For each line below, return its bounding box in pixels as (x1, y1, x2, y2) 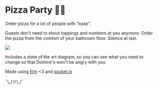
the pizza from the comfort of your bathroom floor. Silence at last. (5, 35, 137, 41)
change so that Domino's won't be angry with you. (5, 59, 107, 65)
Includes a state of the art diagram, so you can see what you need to (5, 54, 144, 60)
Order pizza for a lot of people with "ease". (5, 21, 91, 26)
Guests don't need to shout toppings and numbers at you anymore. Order (5, 30, 153, 36)
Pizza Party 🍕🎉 (5, 4, 66, 16)
